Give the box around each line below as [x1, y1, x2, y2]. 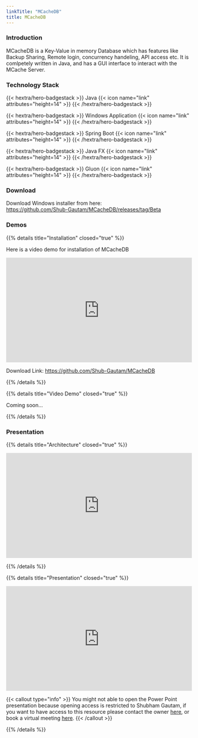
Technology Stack [6, 80, 60, 89]
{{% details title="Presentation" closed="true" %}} [6, 574, 129, 581]
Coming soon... [6, 402, 43, 409]
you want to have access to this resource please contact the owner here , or [6, 708, 190, 716]
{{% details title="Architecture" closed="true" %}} [6, 441, 128, 449]
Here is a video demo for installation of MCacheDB [6, 246, 129, 253]
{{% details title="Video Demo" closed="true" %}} [6, 390, 128, 397]
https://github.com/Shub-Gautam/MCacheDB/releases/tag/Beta [6, 206, 161, 213]
